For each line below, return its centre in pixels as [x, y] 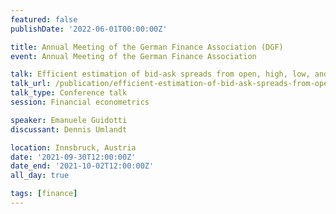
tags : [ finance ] [44, 194]
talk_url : [31, 84]
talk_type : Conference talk [69, 93]
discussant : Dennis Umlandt [69, 129]
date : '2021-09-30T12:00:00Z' [73, 157]
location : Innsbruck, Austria [73, 147]
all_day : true [40, 176]
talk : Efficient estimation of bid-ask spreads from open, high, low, [160, 74]
